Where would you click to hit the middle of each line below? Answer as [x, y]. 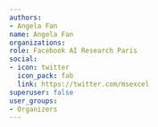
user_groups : [33, 101]
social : [24, 59]
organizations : [37, 42]
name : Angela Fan [42, 34]
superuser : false [42, 92]
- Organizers [33, 109]
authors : [25, 17]
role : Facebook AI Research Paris [74, 51]
